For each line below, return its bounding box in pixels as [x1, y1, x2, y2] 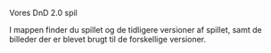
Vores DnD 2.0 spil [9, 8, 78, 18]
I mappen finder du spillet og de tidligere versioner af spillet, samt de [9, 25, 262, 34]
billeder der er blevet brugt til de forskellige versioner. [9, 34, 207, 44]
